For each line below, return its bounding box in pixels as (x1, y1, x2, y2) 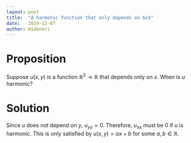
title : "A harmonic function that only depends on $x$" (6, 15, 154, 21)
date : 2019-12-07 (6, 20, 56, 26)
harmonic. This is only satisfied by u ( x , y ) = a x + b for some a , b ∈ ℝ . (6, 130, 179, 137)
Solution (6, 102, 50, 116)
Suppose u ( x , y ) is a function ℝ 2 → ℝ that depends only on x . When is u (6, 72, 186, 80)
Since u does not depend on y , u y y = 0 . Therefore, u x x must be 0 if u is (6, 121, 184, 130)
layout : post (6, 9, 40, 15)
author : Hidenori (6, 26, 50, 32)
